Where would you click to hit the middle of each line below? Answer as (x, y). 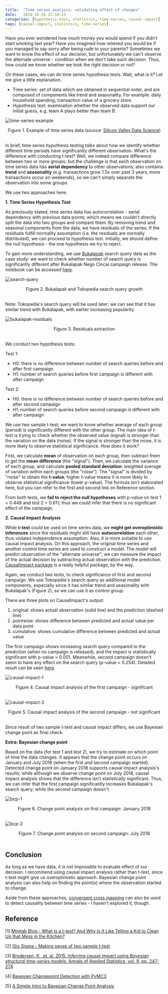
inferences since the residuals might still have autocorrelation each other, (82, 533)
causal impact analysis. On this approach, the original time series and (77, 544)
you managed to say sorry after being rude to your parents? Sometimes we (83, 49)
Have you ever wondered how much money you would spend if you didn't (81, 38)
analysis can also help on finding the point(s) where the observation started (83, 883)
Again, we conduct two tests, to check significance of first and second (78, 575)
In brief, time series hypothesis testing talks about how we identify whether (83, 146)
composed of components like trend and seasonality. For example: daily (87, 95)
